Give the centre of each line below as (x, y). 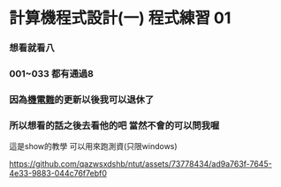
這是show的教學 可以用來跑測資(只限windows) (94, 146)
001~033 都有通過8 (52, 74)
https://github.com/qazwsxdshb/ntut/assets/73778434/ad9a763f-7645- (140, 164)
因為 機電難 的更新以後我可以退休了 (82, 100)
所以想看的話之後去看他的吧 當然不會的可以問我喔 (114, 125)
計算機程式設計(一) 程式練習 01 (120, 18)
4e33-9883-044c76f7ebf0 (58, 174)
